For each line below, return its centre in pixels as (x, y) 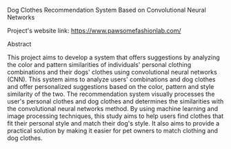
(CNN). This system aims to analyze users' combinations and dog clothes (111, 79)
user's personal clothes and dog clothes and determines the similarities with (115, 101)
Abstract (19, 44)
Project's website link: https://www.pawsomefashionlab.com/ (94, 31)
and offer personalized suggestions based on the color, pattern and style (111, 87)
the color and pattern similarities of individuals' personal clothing (99, 64)
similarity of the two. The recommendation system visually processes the (111, 94)
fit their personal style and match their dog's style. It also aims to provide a (113, 123)
